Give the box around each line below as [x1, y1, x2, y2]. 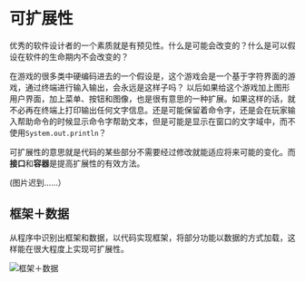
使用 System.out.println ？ [9, 127, 107, 138]
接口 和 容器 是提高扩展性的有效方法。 [9, 158, 145, 169]
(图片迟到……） [9, 177, 66, 188]
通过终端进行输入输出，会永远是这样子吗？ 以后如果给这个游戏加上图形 [25, 82, 290, 92]
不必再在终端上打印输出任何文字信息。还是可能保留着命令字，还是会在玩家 [9, 104, 288, 115]
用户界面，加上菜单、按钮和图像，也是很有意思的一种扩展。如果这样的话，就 [9, 92, 296, 104]
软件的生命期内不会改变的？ [25, 51, 129, 62]
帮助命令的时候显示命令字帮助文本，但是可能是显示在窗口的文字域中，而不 [16, 115, 296, 127]
